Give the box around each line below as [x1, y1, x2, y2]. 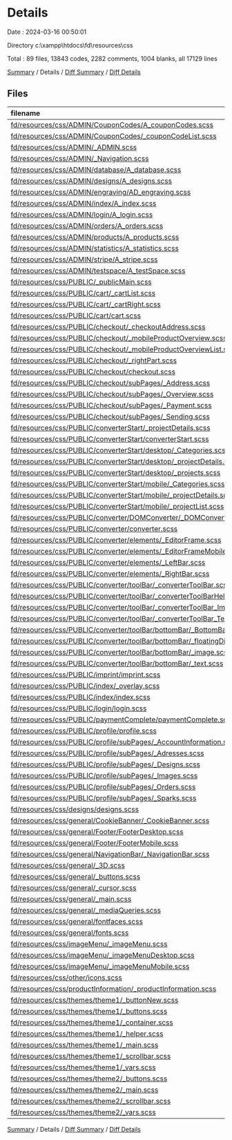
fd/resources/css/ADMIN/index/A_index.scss [10, 198, 157, 208]
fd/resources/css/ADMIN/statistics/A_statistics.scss [10, 243, 180, 253]
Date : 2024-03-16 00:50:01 [7, 28, 87, 36]
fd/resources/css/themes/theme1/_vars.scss [10, 1062, 157, 1072]
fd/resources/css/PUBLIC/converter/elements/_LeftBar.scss [10, 557, 206, 567]
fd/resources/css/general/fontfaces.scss [10, 916, 144, 926]
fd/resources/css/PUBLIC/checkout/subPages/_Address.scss [10, 378, 211, 387]
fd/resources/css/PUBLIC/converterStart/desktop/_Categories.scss [10, 445, 230, 455]
